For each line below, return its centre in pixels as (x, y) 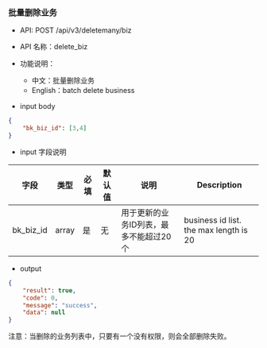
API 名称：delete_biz (54, 47)
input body (37, 106)
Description (219, 184)
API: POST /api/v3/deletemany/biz (76, 30)
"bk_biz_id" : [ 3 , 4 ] (55, 129)
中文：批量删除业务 (63, 80)
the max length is (216, 230)
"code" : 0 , (41, 298)
